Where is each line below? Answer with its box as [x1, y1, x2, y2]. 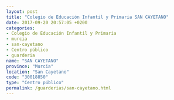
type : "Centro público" [6, 80, 64, 86]
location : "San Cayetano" [6, 69, 69, 75]
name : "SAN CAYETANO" [6, 58, 59, 64]
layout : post [6, 8, 38, 15]
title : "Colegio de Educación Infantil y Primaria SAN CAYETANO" [6, 14, 169, 20]
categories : [6, 25, 35, 31]
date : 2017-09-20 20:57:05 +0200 [6, 19, 88, 25]
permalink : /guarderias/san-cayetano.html [6, 85, 111, 91]
